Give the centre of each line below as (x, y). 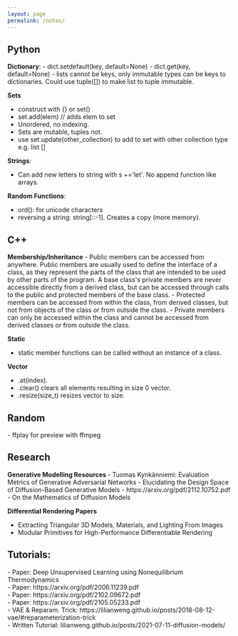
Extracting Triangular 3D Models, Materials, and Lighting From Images (120, 525)
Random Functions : (37, 196)
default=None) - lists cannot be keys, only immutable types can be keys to (117, 74)
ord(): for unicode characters (60, 210)
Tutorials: (29, 555)
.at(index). (33, 380)
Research (29, 458)
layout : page (27, 14)
